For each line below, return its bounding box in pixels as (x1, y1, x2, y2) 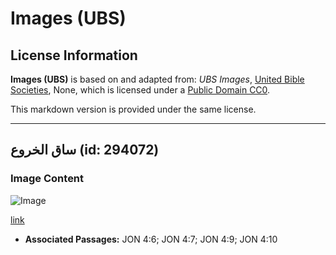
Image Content (10, 172, 85, 186)
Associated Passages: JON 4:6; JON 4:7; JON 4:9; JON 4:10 (24, 233, 278, 245)
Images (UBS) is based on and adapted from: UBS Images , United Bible (10, 73, 305, 85)
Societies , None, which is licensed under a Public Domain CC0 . (10, 84, 271, 96)
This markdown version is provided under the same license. (10, 103, 257, 115)
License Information (10, 47, 138, 64)
